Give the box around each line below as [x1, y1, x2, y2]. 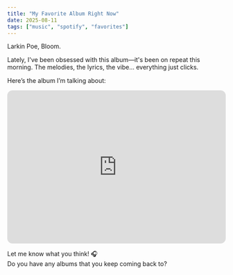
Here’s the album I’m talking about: [7, 77, 106, 85]
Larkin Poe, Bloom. [7, 42, 61, 51]
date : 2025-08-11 [7, 17, 58, 24]
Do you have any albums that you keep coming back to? [7, 260, 168, 268]
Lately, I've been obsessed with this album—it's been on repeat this [7, 56, 200, 64]
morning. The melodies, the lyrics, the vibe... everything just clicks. [7, 63, 199, 72]
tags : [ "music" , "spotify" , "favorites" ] [7, 23, 129, 30]
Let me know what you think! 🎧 [7, 250, 98, 258]
